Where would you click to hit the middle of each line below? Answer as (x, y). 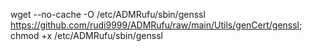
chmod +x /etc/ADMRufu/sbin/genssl (86, 35)
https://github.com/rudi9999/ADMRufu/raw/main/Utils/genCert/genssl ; (156, 25)
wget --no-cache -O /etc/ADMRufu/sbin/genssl (108, 14)
